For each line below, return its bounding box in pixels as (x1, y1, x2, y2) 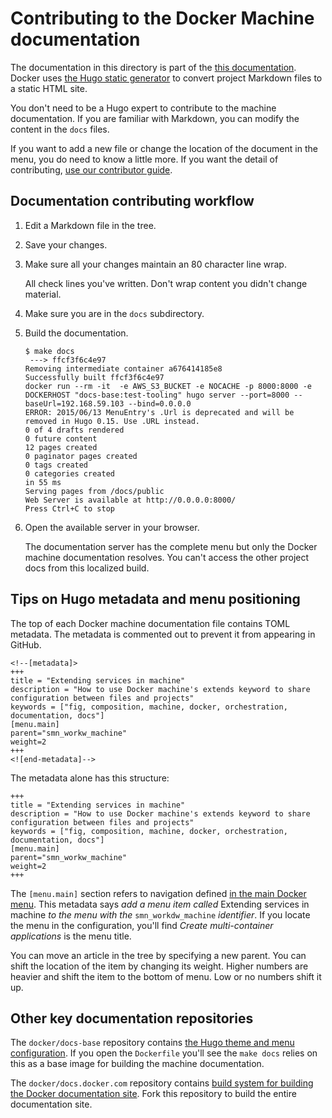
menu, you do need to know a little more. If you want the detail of (10, 153, 279, 165)
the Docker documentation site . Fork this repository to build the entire (10, 1088, 297, 1100)
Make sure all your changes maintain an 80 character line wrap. (24, 258, 287, 270)
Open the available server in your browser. (24, 521, 200, 533)
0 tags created (24, 460, 89, 470)
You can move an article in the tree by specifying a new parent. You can (10, 949, 307, 961)
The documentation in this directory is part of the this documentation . (10, 61, 297, 73)
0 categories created (24, 468, 115, 479)
